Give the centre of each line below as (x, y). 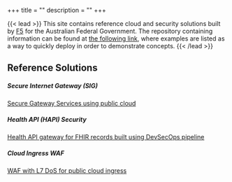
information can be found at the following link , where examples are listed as (116, 38)
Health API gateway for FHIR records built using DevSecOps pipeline (106, 137)
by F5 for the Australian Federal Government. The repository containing (110, 31)
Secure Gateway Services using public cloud (72, 104)
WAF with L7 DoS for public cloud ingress (67, 171)
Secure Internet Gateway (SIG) (53, 85)
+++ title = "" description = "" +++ (57, 10)
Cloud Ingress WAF (36, 153)
